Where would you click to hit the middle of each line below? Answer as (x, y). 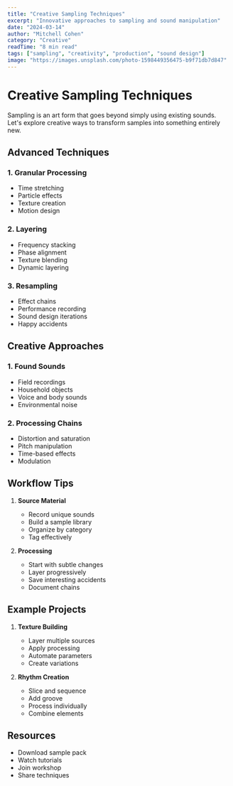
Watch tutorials (40, 760)
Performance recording (52, 308)
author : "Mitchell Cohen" (45, 34)
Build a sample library (60, 522)
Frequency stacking (47, 244)
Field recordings (42, 382)
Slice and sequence (57, 691)
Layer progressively (57, 572)
